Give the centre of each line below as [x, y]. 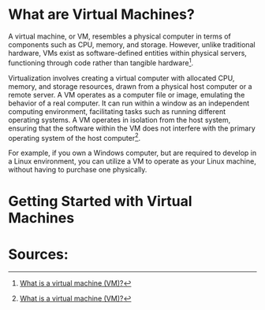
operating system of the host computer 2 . [75, 137]
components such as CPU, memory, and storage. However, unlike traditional [132, 44]
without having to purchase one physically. [78, 170]
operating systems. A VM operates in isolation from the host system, [119, 120]
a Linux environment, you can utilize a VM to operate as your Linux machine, [132, 161]
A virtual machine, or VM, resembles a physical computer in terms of [119, 36]
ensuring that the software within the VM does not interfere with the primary [132, 128]
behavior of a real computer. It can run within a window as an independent [129, 103]
